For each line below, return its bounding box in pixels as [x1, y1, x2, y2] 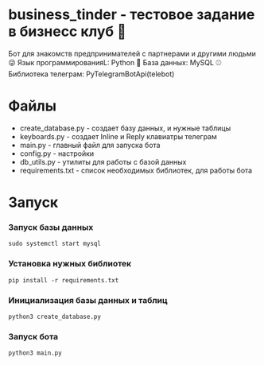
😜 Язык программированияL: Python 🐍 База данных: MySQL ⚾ [8, 57, 223, 67]
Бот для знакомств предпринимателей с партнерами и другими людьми [8, 49, 257, 58]
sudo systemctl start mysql [8, 240, 102, 248]
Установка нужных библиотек [8, 258, 132, 270]
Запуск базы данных [8, 221, 94, 232]
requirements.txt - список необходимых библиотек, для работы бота [19, 165, 253, 175]
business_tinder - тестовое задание [8, 6, 255, 24]
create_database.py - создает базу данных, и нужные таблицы [19, 123, 231, 133]
